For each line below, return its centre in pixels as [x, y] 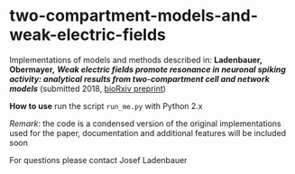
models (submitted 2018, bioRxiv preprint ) [88, 88]
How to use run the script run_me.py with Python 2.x [106, 105]
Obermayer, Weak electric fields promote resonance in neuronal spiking [148, 69]
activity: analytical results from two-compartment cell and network [140, 78]
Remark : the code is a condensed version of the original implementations [145, 124]
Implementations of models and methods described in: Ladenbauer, [136, 60]
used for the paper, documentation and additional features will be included [148, 133]
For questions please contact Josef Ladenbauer [98, 160]
